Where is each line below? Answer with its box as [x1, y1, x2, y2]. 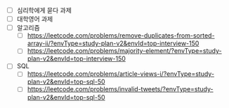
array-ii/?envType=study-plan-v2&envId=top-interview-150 [27, 39, 199, 47]
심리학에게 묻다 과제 [16, 6, 72, 14]
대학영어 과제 [16, 15, 53, 23]
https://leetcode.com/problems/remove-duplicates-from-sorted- [27, 31, 215, 40]
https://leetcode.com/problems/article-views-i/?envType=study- [27, 70, 215, 78]
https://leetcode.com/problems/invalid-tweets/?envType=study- [27, 85, 214, 93]
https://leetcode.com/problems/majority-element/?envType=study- [27, 47, 222, 55]
